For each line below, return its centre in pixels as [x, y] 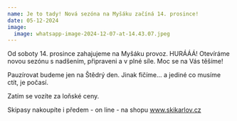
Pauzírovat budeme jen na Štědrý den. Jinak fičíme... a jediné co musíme [114, 75]
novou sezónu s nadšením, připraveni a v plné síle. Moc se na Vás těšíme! [115, 62]
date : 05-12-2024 [33, 21]
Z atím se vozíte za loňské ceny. [53, 96]
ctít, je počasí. [28, 83]
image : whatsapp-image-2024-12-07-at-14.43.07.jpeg [92, 34]
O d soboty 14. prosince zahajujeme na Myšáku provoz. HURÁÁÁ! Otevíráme [118, 54]
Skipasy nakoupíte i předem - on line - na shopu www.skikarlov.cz [104, 110]
